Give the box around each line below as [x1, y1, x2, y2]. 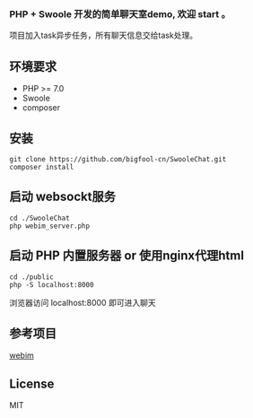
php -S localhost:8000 [9, 280, 94, 289]
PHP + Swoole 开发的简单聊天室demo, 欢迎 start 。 [9, 7, 231, 20]
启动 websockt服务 [9, 189, 117, 205]
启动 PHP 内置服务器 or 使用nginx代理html [9, 248, 245, 264]
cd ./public [9, 272, 54, 282]
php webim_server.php [9, 222, 91, 231]
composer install [9, 162, 74, 171]
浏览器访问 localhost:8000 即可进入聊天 [9, 297, 156, 308]
